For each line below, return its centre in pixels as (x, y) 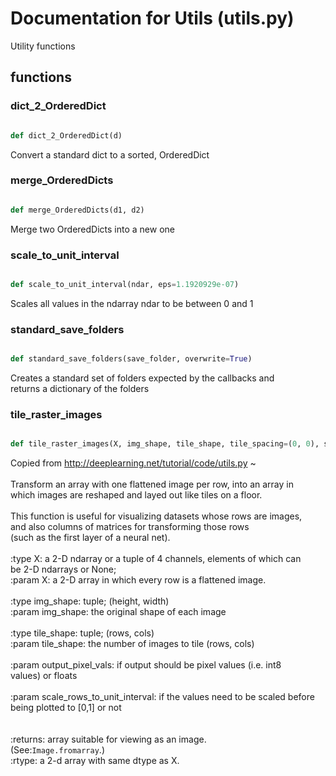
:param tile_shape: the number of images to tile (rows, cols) (132, 644)
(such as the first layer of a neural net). (90, 538)
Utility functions (43, 46)
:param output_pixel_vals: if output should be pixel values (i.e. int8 (146, 665)
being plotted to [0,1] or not (66, 708)
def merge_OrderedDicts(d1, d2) (77, 210)
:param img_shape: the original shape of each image (118, 612)
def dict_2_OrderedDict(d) (66, 135)
